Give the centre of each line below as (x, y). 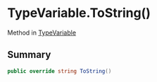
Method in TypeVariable (42, 33)
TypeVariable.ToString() (79, 13)
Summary (29, 55)
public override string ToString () (59, 71)
